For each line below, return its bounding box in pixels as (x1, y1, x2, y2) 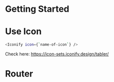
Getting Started (5, 3, 70, 15)
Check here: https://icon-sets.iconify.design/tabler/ (5, 51, 109, 57)
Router (5, 68, 33, 80)
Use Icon (5, 26, 42, 37)
